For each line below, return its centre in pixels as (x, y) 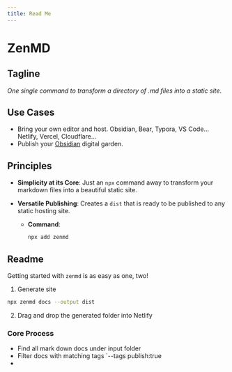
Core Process (31, 333)
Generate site (37, 289)
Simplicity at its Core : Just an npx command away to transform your (115, 183)
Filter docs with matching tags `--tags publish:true (90, 356)
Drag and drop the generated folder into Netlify (85, 315)
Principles (30, 165)
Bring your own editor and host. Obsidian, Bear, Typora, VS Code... (113, 129)
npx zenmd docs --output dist (51, 302)
